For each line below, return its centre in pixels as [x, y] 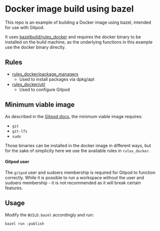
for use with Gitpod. [25, 27]
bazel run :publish [25, 224]
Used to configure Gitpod [44, 89]
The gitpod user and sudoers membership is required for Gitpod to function [80, 172]
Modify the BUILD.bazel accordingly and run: [50, 215]
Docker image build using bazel [69, 9]
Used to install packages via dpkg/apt [57, 79]
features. [14, 188]
